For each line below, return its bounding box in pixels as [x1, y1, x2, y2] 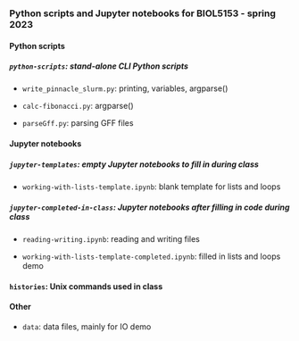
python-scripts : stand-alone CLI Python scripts [9, 61, 189, 71]
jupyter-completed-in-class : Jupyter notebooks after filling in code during [9, 202, 290, 212]
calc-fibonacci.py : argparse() [21, 101, 134, 112]
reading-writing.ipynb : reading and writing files [21, 234, 201, 245]
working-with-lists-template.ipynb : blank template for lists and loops [21, 181, 281, 192]
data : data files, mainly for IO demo [21, 320, 152, 332]
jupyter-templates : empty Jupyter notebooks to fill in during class [9, 159, 259, 170]
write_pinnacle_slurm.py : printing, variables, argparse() [21, 83, 228, 94]
